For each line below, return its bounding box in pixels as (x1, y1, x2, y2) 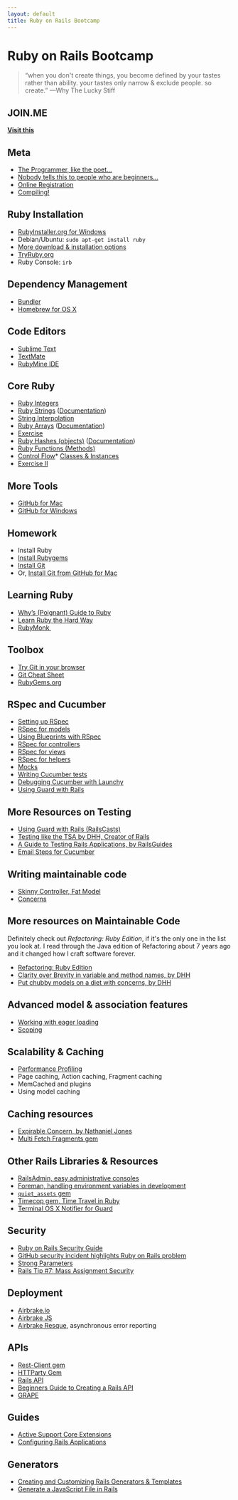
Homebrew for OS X (17, 305, 77, 313)
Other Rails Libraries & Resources (7, 1155, 158, 1167)
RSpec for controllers (17, 740, 80, 749)
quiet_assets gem (17, 1189, 71, 1198)
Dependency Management (7, 278, 128, 290)
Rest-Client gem (17, 1361, 65, 1369)
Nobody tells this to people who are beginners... (17, 173, 158, 181)
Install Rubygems (17, 553, 69, 562)
